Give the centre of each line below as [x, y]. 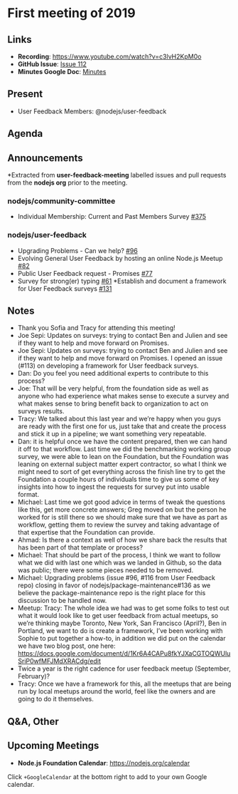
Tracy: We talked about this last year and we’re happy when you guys [119, 419]
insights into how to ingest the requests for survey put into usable [113, 487]
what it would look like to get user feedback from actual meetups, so [118, 616]
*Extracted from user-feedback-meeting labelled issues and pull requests [117, 175]
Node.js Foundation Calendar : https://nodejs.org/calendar [104, 763]
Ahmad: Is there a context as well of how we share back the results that [122, 540]
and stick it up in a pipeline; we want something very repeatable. [112, 434]
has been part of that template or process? [80, 547]
